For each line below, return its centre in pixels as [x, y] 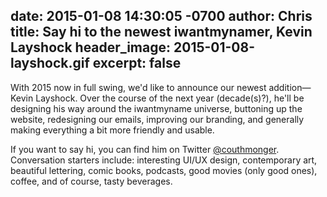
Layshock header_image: [91, 47]
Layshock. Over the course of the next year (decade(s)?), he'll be [170, 98]
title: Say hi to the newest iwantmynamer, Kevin [161, 32]
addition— [290, 87]
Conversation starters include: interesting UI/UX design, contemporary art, [164, 160]
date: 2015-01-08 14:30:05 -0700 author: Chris [161, 16]
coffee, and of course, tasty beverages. [91, 181]
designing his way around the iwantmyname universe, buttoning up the [156, 108]
